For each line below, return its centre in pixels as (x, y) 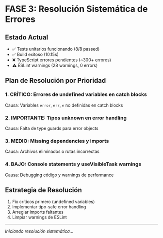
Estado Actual (27, 37)
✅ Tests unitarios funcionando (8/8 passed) (56, 49)
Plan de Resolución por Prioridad (56, 81)
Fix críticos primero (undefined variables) (53, 202)
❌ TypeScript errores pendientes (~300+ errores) (62, 60)
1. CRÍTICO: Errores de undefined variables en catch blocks (76, 94)
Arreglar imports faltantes (38, 212)
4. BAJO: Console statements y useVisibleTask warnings (73, 164)
